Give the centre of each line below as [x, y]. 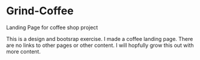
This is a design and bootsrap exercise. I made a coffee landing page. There [100, 39]
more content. [23, 51]
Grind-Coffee [40, 11]
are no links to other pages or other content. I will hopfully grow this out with [100, 45]
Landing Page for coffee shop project [52, 27]
